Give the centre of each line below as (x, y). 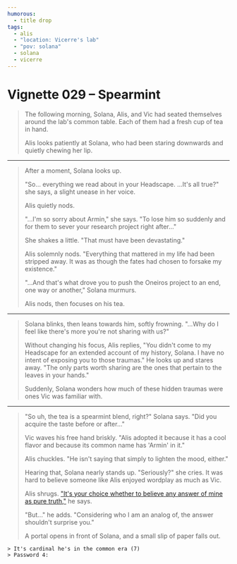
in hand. (36, 129)
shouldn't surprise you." (59, 522)
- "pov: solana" (37, 47)
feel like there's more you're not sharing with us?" (97, 331)
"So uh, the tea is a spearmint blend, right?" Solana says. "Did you (121, 416)
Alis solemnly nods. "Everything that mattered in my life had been (120, 254)
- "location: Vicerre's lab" (56, 40)
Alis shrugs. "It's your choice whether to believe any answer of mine (124, 493)
